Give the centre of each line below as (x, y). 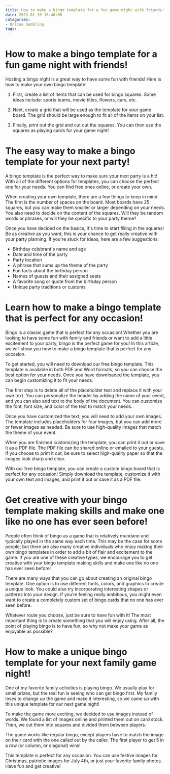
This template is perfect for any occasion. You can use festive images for (82, 755)
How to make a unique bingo (66, 652)
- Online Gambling (25, 24)
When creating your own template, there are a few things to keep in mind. (82, 197)
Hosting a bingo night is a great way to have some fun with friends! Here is (83, 79)
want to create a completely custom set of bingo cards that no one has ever (84, 600)
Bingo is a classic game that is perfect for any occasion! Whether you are (82, 332)
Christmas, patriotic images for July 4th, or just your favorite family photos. (84, 761)
